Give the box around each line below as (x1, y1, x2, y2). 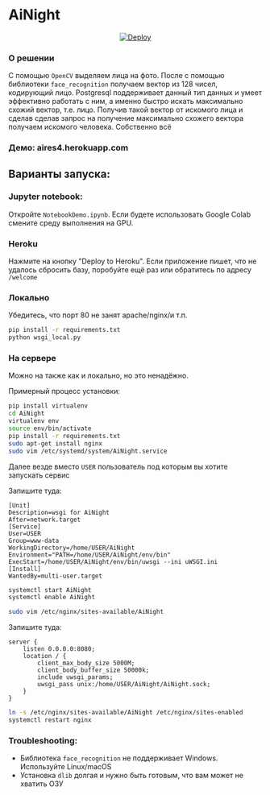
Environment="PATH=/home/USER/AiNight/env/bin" (8, 550, 172, 559)
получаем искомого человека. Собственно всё (8, 122, 172, 132)
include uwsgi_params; (37, 673, 114, 681)
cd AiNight (8, 409, 45, 418)
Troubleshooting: (8, 735, 78, 746)
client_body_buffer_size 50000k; (37, 666, 150, 674)
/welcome (8, 274, 38, 282)
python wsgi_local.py (8, 333, 81, 342)
